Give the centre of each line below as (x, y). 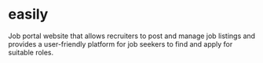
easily (28, 14)
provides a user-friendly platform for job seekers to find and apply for (121, 44)
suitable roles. (31, 52)
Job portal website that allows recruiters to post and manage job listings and (132, 36)
